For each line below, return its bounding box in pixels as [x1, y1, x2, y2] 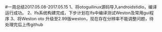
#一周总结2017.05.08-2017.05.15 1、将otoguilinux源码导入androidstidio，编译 [5, 4, 157, 9]
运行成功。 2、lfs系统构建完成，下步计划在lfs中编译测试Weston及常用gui [5, 10, 150, 16]
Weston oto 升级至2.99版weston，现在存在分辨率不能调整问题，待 [21, 16, 154, 21]
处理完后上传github [5, 22, 44, 27]
